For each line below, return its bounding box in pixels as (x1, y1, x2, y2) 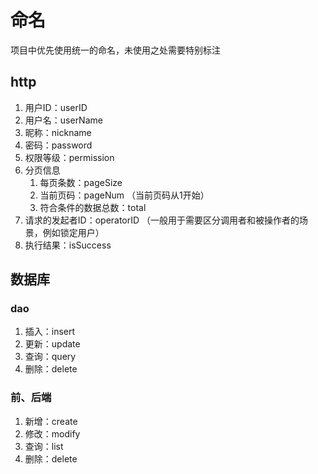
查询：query (24, 351, 77, 363)
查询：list (24, 440, 64, 452)
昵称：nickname (24, 126, 92, 138)
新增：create (24, 415, 78, 427)
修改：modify (24, 427, 81, 440)
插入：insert (24, 326, 76, 338)
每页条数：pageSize (39, 176, 123, 188)
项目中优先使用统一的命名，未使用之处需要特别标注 (10, 44, 221, 56)
